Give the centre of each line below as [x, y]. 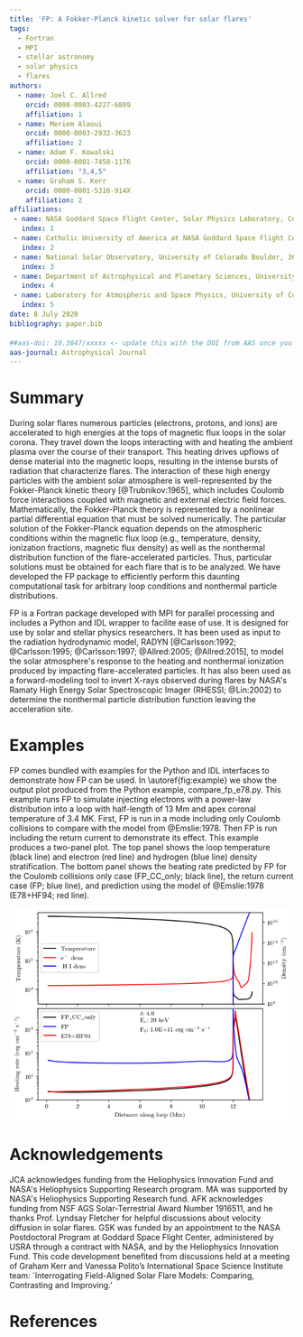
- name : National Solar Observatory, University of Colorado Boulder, [148, 257]
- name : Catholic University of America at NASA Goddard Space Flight [148, 238]
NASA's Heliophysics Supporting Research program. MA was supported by [149, 1189]
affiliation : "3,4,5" [66, 172]
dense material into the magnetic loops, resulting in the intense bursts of [144, 461]
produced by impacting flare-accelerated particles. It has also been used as [150, 671]
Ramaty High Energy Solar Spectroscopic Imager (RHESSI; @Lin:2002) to [146, 690]
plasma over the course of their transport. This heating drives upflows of [144, 452]
